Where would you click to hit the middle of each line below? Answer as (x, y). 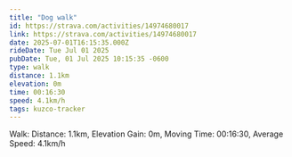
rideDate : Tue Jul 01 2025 (59, 51)
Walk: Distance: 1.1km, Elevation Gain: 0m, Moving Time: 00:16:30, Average (146, 134)
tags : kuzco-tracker (48, 109)
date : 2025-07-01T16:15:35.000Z (69, 42)
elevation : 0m (36, 84)
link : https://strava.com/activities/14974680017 (103, 34)
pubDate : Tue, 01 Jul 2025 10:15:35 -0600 (89, 59)
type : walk (29, 68)
